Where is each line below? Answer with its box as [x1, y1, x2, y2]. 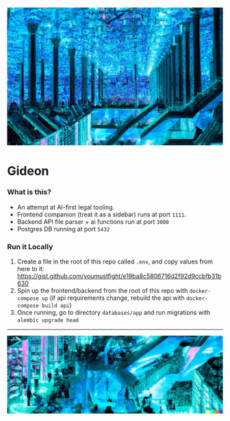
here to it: [16, 265, 44, 273]
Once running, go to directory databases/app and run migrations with [16, 309, 211, 317]
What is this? [7, 188, 51, 197]
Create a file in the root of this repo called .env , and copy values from [16, 257, 214, 266]
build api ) [42, 301, 72, 309]
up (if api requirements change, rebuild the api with [42, 294, 185, 302]
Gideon [7, 163, 49, 179]
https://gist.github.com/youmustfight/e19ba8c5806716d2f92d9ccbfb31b [16, 272, 222, 281]
